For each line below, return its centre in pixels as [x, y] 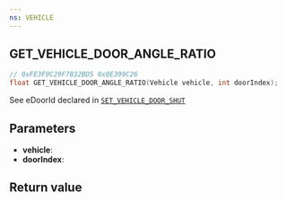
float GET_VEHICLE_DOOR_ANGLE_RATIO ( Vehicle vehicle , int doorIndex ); [144, 83]
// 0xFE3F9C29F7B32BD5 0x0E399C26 [74, 74]
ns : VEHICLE [31, 17]
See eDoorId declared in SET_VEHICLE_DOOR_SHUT [97, 100]
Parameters [43, 128]
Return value [46, 188]
